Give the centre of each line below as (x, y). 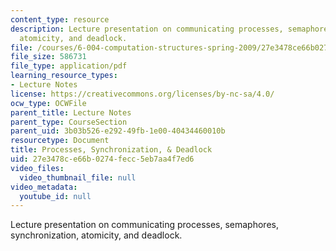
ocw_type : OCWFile (48, 103)
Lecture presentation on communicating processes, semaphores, (144, 225)
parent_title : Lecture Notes (71, 112)
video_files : (37, 168)
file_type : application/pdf (69, 66)
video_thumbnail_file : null (78, 177)
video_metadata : (44, 187)
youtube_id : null (55, 196)
